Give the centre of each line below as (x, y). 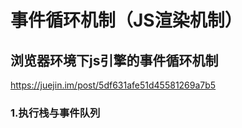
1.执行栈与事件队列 (55, 113)
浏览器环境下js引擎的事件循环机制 (114, 60)
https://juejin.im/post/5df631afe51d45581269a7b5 (113, 85)
